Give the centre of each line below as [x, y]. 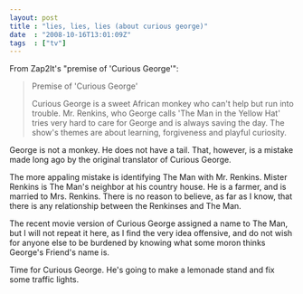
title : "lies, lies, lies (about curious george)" [109, 26]
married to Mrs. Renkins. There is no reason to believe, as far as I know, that [151, 196]
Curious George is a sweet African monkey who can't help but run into [162, 104]
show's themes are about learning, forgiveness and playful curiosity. [159, 133]
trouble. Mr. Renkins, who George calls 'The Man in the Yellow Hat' [156, 113]
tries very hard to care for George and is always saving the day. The [158, 123]
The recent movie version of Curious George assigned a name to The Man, [149, 223]
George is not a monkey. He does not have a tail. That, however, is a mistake [151, 150]
